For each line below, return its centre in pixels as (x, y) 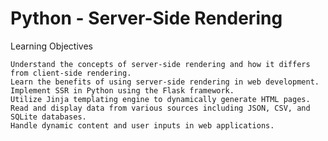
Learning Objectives (51, 46)
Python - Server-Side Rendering (146, 18)
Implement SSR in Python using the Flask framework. (122, 90)
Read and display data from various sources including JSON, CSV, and (160, 108)
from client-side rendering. (71, 73)
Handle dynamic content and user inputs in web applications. (142, 125)
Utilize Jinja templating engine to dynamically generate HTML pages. (160, 99)
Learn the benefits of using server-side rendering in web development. (165, 82)
